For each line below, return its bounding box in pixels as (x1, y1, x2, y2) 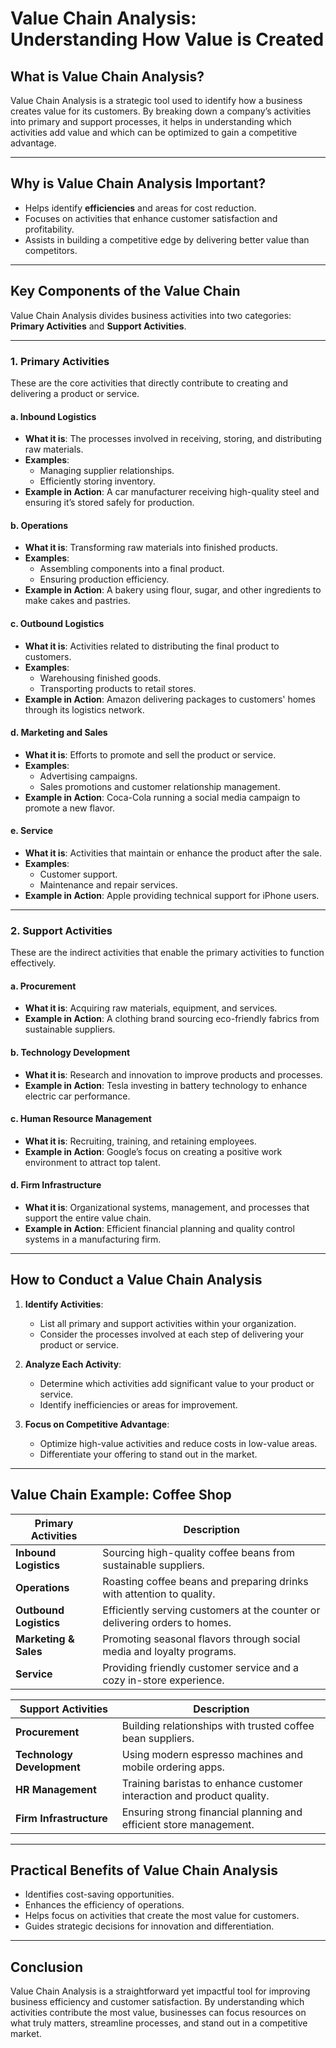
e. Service (10, 825, 54, 837)
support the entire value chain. (24, 1212, 152, 1224)
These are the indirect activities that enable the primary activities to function (10, 947, 325, 959)
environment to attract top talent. (24, 1156, 161, 1168)
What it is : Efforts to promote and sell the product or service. (24, 748, 277, 761)
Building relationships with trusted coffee (121, 1718, 315, 1732)
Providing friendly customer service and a (102, 1660, 300, 1674)
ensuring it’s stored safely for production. (24, 497, 195, 509)
